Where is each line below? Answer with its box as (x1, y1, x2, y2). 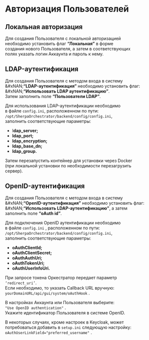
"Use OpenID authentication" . (5, 305, 66, 310)
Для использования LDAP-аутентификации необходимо (5, 103, 121, 109)
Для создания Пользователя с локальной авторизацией (5, 35, 121, 41)
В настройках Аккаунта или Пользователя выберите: (5, 299, 115, 305)
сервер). (5, 168, 23, 174)
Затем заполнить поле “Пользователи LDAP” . (5, 93, 101, 99)
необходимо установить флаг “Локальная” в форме (5, 41, 114, 47)
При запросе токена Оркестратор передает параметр (5, 275, 117, 280)
